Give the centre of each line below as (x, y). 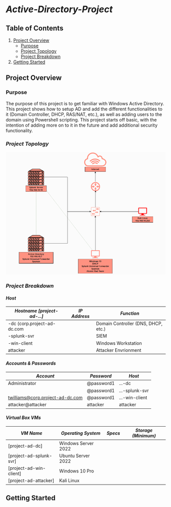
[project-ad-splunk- (30, 456)
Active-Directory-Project (59, 9)
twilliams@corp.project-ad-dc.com (45, 397)
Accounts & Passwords (31, 363)
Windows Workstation (119, 343)
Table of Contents (35, 28)
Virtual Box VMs (23, 417)
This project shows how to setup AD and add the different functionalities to (84, 109)
